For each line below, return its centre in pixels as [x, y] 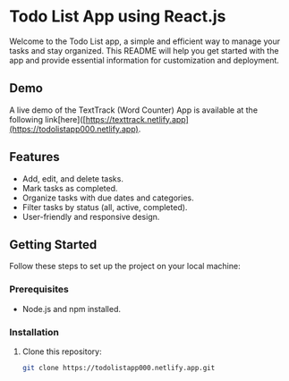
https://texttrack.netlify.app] [137, 119]
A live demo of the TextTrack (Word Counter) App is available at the [133, 110]
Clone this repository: [62, 351]
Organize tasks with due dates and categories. [108, 198]
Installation [34, 332]
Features [34, 157]
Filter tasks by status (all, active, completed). [105, 207]
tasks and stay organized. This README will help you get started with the [144, 50]
